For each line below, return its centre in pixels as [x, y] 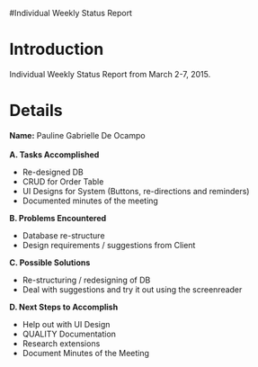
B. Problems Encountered [58, 218]
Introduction [57, 49]
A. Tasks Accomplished [54, 154]
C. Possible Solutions [50, 262]
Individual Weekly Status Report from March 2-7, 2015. [110, 74]
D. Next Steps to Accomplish [64, 307]
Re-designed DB [53, 172]
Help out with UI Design [66, 324]
